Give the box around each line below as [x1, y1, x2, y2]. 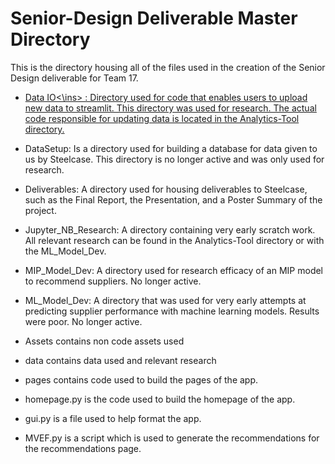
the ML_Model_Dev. [24, 245, 107, 257]
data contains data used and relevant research [24, 354, 217, 366]
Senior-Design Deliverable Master [10, 7, 298, 30]
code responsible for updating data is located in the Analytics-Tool [24, 112, 300, 124]
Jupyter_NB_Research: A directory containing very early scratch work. [24, 223, 316, 236]
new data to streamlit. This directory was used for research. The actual [24, 102, 317, 114]
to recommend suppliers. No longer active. [24, 275, 202, 287]
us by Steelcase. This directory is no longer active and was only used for [24, 153, 325, 165]
